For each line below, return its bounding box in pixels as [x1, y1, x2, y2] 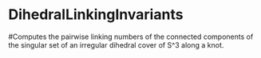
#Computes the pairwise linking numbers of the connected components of [8, 32, 254, 41]
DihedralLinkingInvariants [8, 6, 184, 24]
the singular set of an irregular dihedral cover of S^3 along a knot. [8, 40, 224, 49]
